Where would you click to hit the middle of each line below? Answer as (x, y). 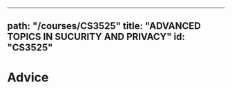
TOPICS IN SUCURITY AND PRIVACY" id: (96, 37)
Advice (28, 77)
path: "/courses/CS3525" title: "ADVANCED (104, 26)
